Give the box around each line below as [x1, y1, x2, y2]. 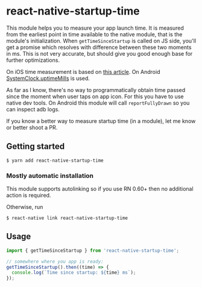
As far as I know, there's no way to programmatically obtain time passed [6, 86, 186, 93]
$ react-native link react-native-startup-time [6, 215, 128, 222]
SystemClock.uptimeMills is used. [6, 74, 90, 82]
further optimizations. [6, 56, 60, 64]
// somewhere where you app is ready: [6, 259, 104, 265]
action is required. [6, 192, 51, 199]
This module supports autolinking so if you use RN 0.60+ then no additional [6, 185, 194, 193]
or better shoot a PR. [6, 124, 58, 131]
